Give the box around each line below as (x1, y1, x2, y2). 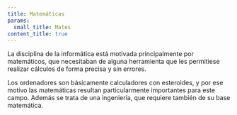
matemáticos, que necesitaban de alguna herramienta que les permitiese (7, 57, 221, 66)
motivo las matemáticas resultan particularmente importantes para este (7, 86, 216, 94)
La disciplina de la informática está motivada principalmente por (7, 50, 195, 58)
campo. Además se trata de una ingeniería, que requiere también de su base (7, 94, 231, 102)
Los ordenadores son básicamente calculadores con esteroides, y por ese (7, 79, 224, 87)
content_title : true (7, 30, 69, 38)
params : (7, 17, 30, 24)
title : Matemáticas (7, 10, 65, 18)
